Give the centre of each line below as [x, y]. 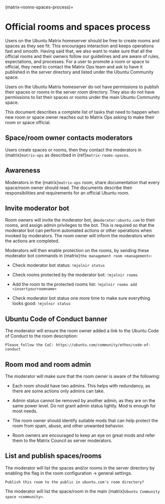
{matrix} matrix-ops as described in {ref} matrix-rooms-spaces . [67, 155]
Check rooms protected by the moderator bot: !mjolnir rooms [75, 275]
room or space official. [28, 122]
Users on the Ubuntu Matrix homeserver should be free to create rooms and [82, 40]
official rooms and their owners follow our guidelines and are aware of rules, [82, 56]
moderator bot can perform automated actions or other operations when [78, 230]
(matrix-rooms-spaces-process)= [39, 7]
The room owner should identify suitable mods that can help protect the [85, 421]
